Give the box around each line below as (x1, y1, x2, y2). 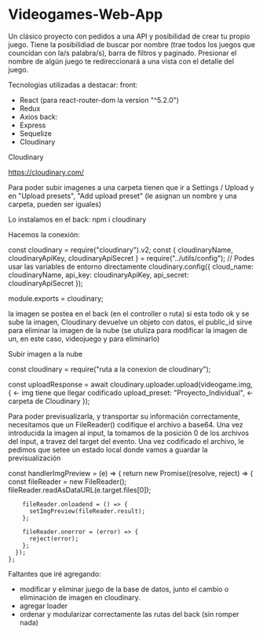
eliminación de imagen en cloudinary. (19, 592, 141, 602)
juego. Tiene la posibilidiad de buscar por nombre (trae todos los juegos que (8, 39, 256, 49)
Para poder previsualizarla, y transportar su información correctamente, (8, 411, 241, 421)
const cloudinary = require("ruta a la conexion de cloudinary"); (8, 364, 211, 374)
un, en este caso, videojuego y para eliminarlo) (8, 334, 160, 343)
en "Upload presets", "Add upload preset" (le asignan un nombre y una (8, 191, 237, 200)
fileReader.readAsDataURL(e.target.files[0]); (8, 485, 152, 494)
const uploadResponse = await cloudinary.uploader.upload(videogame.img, (8, 379, 253, 389)
